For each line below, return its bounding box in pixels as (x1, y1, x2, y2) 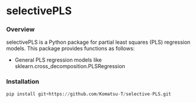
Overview (6, 25, 35, 34)
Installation (6, 78, 40, 86)
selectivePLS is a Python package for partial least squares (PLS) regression (6, 38, 191, 46)
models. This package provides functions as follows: (6, 45, 135, 52)
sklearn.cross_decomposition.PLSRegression (14, 63, 126, 70)
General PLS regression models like (14, 56, 102, 63)
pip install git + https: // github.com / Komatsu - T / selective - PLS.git (6, 91, 171, 97)
